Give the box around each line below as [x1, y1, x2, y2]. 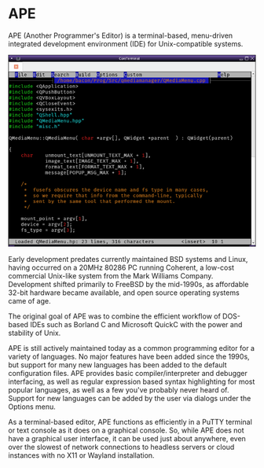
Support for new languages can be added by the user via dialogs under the [8, 393, 251, 403]
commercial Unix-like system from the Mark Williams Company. [8, 271, 214, 280]
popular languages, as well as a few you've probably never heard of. [8, 385, 229, 394]
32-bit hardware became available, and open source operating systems [8, 288, 240, 297]
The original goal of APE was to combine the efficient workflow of [8, 311, 222, 321]
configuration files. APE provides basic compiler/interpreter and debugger [8, 368, 247, 378]
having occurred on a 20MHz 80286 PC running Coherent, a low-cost [8, 263, 234, 272]
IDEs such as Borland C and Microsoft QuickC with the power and [30, 319, 243, 329]
